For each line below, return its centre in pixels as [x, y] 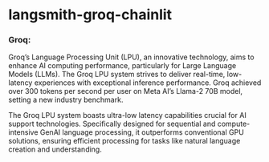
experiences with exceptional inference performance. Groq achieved [148, 83]
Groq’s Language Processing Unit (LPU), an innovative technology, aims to [131, 57]
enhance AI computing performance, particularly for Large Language [122, 66]
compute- [234, 124]
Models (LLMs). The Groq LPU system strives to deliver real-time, [117, 75]
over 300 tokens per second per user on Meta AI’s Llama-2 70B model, [126, 91]
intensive [23, 132]
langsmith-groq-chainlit [90, 15]
